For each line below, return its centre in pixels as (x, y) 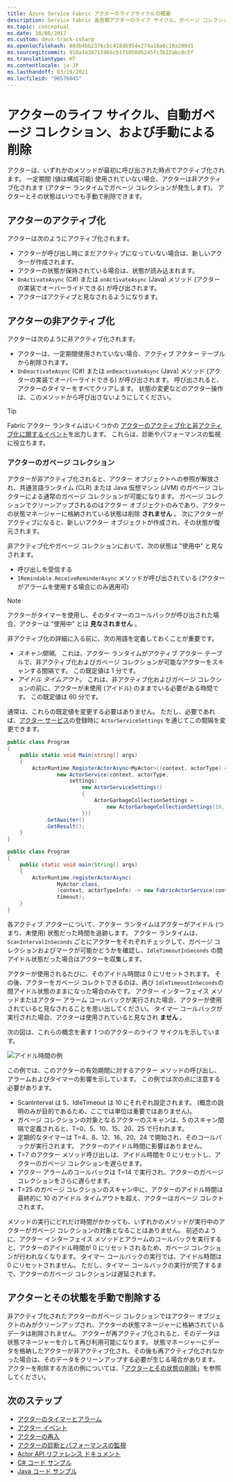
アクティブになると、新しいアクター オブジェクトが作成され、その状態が (111, 523)
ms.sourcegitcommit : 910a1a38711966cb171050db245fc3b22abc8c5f (101, 53)
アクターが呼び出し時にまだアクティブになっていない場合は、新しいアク (120, 253)
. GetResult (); (64, 826)
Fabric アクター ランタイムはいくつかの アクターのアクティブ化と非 (103, 425)
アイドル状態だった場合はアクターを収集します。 (76, 959)
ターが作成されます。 (48, 262)
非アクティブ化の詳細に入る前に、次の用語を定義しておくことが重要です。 (113, 639)
